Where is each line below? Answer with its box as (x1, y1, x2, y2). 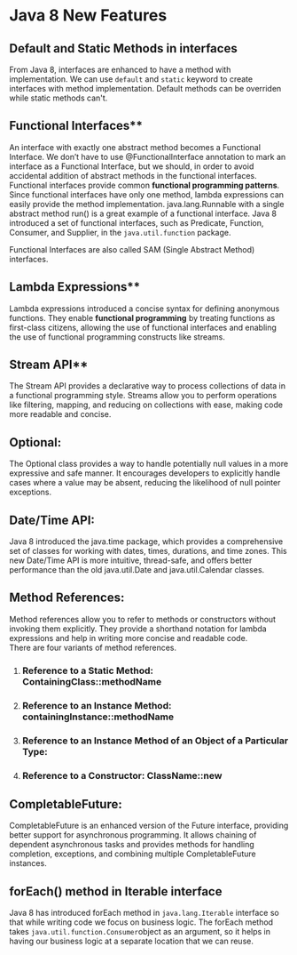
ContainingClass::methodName (21, 675, 162, 687)
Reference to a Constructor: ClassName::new (21, 769, 223, 782)
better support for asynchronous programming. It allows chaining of (9, 830, 257, 840)
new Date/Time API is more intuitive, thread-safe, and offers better (9, 555, 253, 566)
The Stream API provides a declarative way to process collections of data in (9, 381, 286, 391)
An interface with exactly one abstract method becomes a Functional (9, 141, 262, 152)
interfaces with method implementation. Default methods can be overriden (9, 84, 282, 93)
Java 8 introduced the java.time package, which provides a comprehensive (9, 536, 284, 547)
